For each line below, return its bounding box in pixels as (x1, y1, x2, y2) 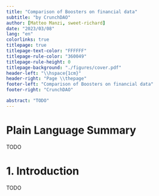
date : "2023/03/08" (6, 25, 55, 32)
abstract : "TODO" (6, 98, 50, 104)
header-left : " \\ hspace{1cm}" (6, 70, 82, 76)
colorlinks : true (6, 37, 50, 43)
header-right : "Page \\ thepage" (6, 76, 87, 82)
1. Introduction (6, 164, 79, 177)
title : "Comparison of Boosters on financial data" (6, 8, 137, 15)
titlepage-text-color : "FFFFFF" (6, 48, 87, 54)
